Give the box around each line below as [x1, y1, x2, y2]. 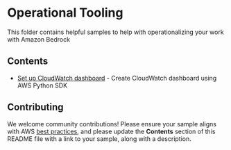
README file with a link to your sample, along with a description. [7, 134, 192, 143]
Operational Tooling [7, 5, 123, 21]
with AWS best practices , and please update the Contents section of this [7, 127, 216, 135]
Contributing [7, 101, 64, 113]
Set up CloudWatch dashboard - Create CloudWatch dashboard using [17, 74, 217, 82]
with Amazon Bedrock [7, 35, 71, 43]
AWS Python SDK [17, 81, 68, 90]
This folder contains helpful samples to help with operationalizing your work [7, 28, 224, 36]
